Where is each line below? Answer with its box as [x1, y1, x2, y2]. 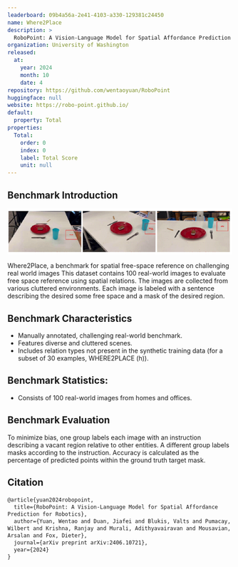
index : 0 [20, 147, 46, 154]
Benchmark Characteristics [7, 312, 133, 324]
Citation [7, 477, 44, 489]
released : [7, 49, 37, 56]
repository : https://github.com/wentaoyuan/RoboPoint [7, 86, 171, 94]
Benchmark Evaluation [7, 414, 110, 427]
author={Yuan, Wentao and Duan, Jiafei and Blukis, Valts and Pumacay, [14, 517, 232, 525]
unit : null [20, 162, 53, 169]
